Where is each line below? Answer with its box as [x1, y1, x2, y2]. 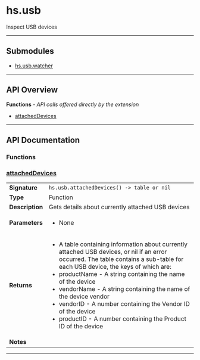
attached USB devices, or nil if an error [58, 248, 167, 256]
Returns [9, 281, 33, 290]
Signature [9, 184, 37, 192]
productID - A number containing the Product [58, 315, 186, 323]
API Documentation [6, 135, 80, 145]
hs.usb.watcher [14, 62, 54, 69]
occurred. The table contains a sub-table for [58, 255, 184, 263]
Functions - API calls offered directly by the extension [6, 101, 139, 108]
